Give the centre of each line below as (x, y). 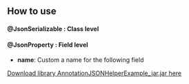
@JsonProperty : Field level (48, 45)
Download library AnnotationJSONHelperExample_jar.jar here (94, 73)
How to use (32, 11)
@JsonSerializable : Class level (53, 29)
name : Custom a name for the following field (80, 60)
